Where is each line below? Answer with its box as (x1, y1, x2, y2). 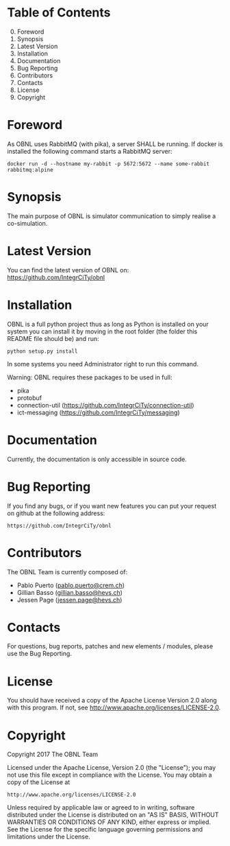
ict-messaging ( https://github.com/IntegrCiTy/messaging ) (16, 408, 180, 416)
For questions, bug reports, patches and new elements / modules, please (7, 642, 214, 650)
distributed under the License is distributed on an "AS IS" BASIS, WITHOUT (7, 811, 219, 819)
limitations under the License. (7, 832, 90, 841)
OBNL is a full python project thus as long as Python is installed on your (7, 320, 209, 328)
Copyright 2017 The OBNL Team (7, 750, 98, 759)
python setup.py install (7, 348, 78, 355)
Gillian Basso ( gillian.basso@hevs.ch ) (16, 588, 123, 596)
